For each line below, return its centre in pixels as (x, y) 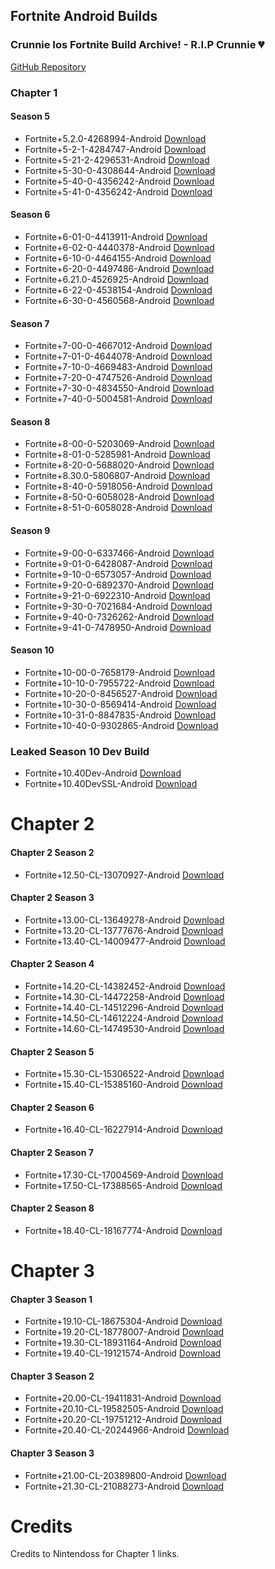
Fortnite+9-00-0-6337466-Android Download (119, 553)
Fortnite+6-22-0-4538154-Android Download (118, 290)
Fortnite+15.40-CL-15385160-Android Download (123, 1085)
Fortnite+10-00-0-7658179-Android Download (120, 672)
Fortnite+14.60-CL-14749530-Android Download (124, 1028)
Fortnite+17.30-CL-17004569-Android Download (124, 1175)
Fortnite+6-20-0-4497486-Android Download (119, 269)
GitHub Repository (48, 66)
